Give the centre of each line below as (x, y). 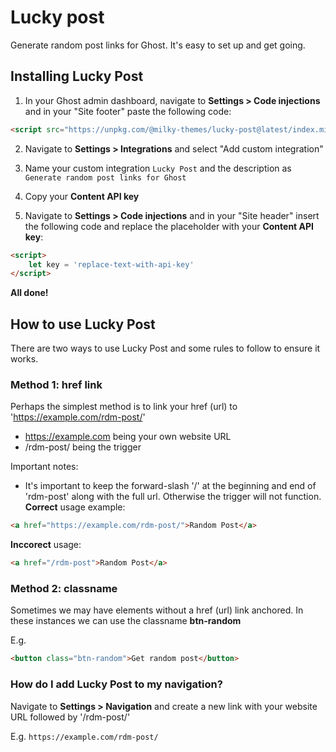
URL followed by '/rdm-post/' (70, 717)
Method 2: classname (64, 589)
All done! (29, 293)
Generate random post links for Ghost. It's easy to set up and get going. (158, 45)
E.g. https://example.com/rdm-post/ (84, 736)
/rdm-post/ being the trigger (83, 447)
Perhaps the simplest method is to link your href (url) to (124, 407)
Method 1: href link (56, 384)
